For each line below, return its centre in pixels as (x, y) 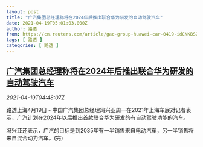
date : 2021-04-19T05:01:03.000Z (47, 23)
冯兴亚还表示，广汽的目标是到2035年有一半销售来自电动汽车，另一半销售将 (100, 130)
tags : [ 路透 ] (24, 40)
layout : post (23, 12)
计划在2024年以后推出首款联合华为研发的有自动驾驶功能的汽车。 (108, 117)
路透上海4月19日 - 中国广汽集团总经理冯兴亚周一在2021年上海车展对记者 (96, 110)
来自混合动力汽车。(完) (35, 138)
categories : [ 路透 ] (33, 46)
